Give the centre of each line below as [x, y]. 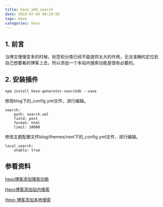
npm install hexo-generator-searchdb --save [51, 91]
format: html [27, 123]
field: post [26, 118]
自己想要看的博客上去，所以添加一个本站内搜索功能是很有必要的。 [71, 63]
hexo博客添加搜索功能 [27, 179]
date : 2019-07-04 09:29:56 [32, 14]
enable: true [27, 150]
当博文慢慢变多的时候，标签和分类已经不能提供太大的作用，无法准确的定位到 [82, 57]
